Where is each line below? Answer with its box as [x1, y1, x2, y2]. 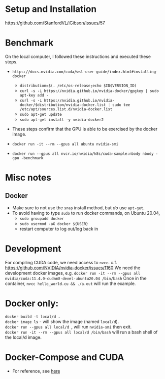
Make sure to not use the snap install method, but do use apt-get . [12, 204, 145, 211]
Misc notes [5, 172, 52, 184]
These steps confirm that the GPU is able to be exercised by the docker [12, 126, 158, 132]
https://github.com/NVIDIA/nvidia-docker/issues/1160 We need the [5, 265, 140, 271]
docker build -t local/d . [5, 314, 61, 319]
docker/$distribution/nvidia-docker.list [19, 102, 106, 107]
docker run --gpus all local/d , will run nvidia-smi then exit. [5, 324, 132, 330]
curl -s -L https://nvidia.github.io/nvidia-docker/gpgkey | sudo [19, 88, 159, 94]
